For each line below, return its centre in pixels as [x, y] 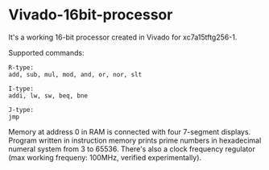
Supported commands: [46, 52]
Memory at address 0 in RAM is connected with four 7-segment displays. [130, 131]
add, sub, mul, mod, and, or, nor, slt [75, 74]
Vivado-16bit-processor [91, 15]
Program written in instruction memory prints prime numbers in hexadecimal [135, 140]
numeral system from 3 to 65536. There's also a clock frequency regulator [132, 149]
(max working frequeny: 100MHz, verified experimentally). [105, 157]
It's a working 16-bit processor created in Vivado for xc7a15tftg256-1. [123, 37]
